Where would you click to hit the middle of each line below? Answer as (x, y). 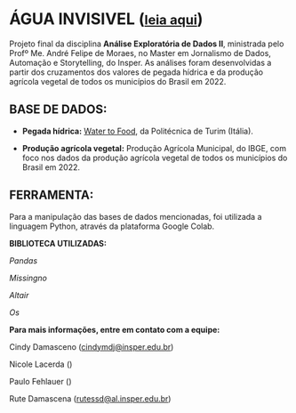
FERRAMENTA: (52, 195)
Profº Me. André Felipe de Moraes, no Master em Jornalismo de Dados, (140, 53)
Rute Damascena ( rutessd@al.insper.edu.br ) (90, 398)
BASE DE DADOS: (58, 110)
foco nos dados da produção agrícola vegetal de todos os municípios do (155, 158)
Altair (19, 295)
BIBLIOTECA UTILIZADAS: (58, 243)
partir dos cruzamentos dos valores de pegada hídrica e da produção (136, 72)
